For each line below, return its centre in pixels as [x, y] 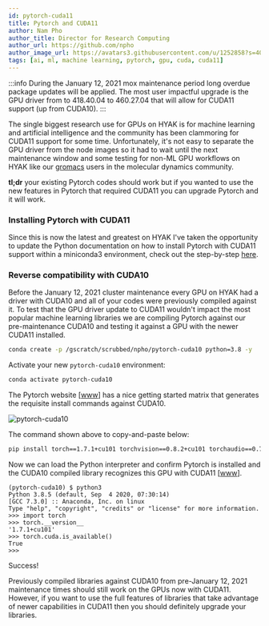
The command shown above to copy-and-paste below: [99, 435]
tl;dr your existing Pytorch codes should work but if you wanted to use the [131, 182]
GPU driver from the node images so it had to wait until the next [113, 150]
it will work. [27, 199]
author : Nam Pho [35, 30]
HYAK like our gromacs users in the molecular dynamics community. [121, 167]
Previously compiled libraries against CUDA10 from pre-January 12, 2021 [128, 581]
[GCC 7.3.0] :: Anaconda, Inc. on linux [77, 502]
